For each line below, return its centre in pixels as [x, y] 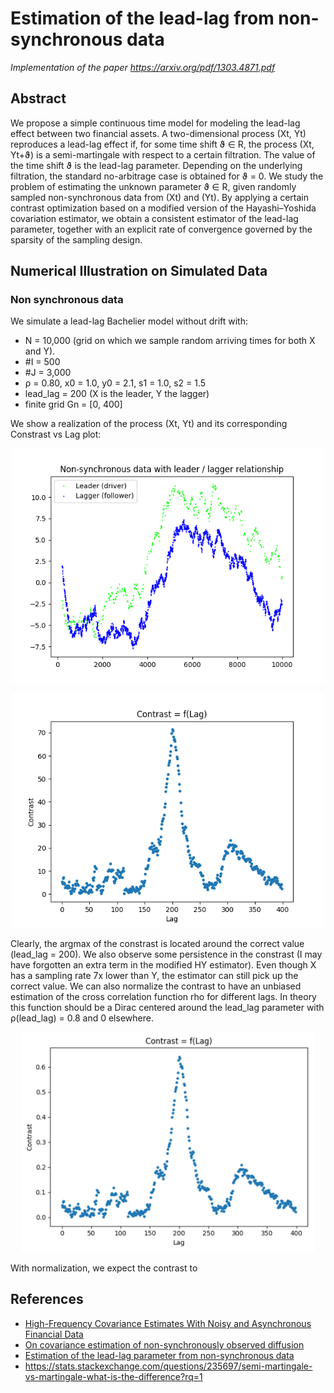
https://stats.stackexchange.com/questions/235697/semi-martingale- [168, 1366]
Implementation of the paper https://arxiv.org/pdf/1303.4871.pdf [143, 67]
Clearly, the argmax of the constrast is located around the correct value [157, 944]
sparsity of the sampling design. [76, 239]
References [47, 1299]
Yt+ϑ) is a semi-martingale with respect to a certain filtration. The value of [163, 154]
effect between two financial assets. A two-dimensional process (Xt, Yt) [158, 133]
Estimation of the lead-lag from [142, 18]
